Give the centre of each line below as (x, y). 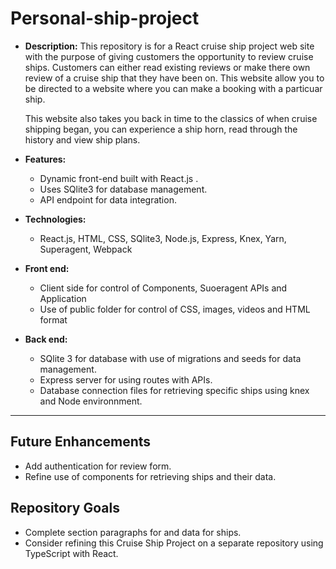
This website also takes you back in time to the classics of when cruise (171, 118)
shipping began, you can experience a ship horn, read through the (161, 129)
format (53, 319)
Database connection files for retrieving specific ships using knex (174, 390)
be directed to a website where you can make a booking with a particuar (173, 88)
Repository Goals (65, 508)
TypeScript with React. (71, 553)
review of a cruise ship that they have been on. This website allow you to (174, 78)
